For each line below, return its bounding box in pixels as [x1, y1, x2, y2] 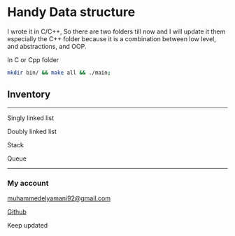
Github [7, 207, 27, 216]
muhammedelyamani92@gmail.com [7, 193, 111, 202]
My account [7, 178, 49, 188]
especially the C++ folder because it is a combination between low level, [7, 34, 217, 43]
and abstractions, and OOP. [7, 42, 87, 50]
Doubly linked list [7, 127, 57, 135]
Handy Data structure [7, 4, 136, 20]
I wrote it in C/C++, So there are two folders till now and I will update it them [7, 27, 226, 36]
